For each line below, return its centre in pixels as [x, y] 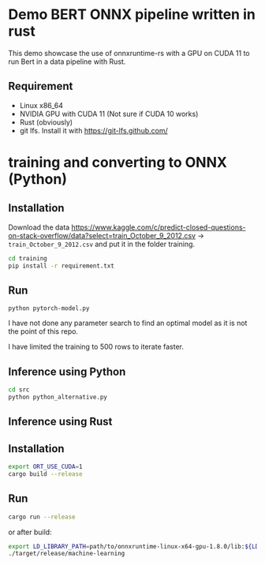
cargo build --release [45, 474]
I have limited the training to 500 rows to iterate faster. [96, 347]
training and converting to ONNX [118, 162]
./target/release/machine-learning [67, 554]
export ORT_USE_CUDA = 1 [45, 467]
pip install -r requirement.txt [61, 266]
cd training [28, 258]
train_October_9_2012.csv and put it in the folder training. [102, 244]
